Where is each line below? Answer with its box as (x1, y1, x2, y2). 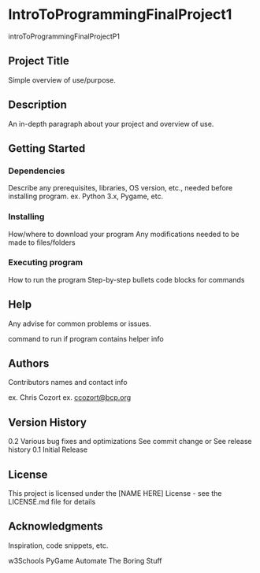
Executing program (8, 257, 84, 268)
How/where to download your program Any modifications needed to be (8, 229, 240, 238)
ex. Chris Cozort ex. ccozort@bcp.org (8, 393, 132, 402)
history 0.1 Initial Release (8, 445, 88, 454)
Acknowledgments (8, 519, 104, 533)
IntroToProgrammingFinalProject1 (8, 6, 232, 24)
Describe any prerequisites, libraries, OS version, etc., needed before (8, 183, 233, 193)
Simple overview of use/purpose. (8, 75, 116, 84)
